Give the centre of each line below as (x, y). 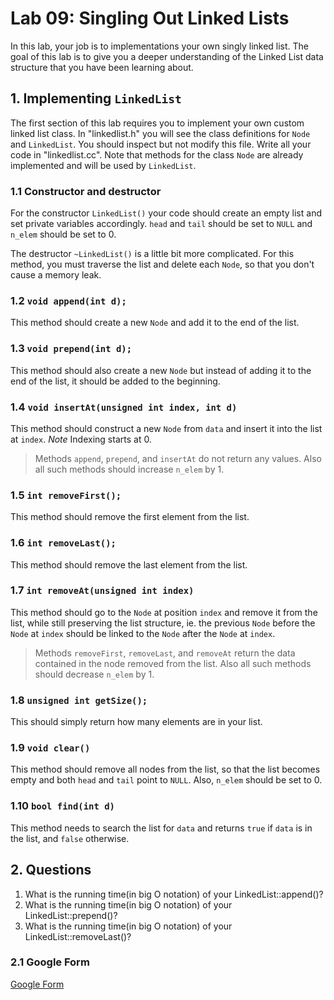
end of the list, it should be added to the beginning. (115, 381)
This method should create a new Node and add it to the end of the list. (155, 323)
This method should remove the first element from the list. (130, 517)
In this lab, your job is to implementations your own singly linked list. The (160, 46)
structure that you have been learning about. (102, 67)
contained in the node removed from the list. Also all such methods (173, 663)
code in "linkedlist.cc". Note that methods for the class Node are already (157, 154)
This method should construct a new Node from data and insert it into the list (166, 428)
